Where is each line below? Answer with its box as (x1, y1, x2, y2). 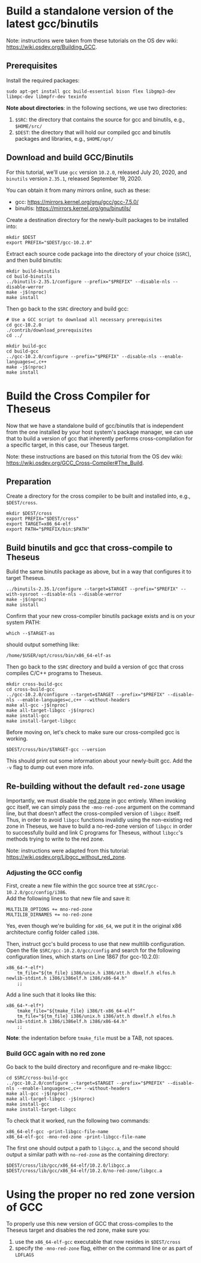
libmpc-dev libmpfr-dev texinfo (6, 93, 87, 100)
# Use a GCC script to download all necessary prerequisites (6, 317, 163, 323)
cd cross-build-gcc (6, 687, 55, 693)
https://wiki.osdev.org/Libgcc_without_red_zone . (6, 853, 127, 860)
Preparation (6, 477, 52, 487)
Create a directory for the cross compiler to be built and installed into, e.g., (6, 492, 191, 500)
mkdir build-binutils (6, 268, 61, 274)
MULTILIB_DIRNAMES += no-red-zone (6, 912, 93, 918)
